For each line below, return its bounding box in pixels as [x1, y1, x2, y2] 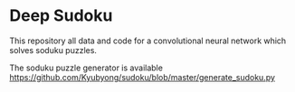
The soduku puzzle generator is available [9, 62, 163, 73]
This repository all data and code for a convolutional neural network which [9, 35, 287, 46]
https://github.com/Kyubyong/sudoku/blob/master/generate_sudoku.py [9, 71, 276, 82]
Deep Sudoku [9, 5, 113, 26]
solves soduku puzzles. [9, 44, 98, 55]
